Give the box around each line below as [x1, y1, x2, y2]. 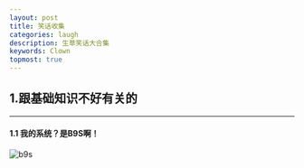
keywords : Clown [9, 47, 71, 56]
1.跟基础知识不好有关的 [9, 91, 138, 107]
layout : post [9, 13, 59, 23]
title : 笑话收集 [9, 22, 65, 31]
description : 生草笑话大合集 [9, 38, 110, 48]
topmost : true [9, 55, 63, 64]
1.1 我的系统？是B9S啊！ [9, 128, 100, 139]
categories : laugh [9, 30, 79, 39]
